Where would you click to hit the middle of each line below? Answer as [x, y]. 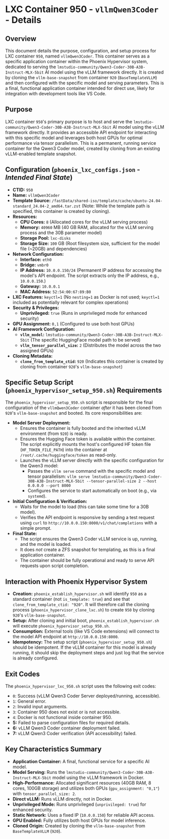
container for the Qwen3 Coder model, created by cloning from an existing [83, 148]
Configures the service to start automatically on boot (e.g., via [92, 491]
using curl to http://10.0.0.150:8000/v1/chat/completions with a [89, 523]
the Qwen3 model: [39, 466]
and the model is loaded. [46, 544]
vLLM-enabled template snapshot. [41, 154]
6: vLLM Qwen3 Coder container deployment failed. [67, 728]
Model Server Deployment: [41, 423]
